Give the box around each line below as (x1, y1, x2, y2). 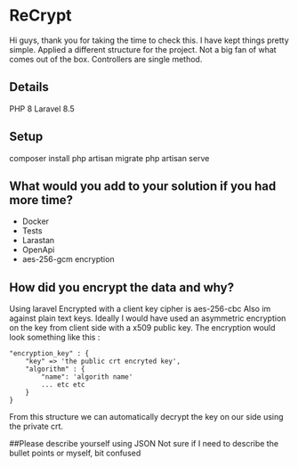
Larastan (21, 235, 55, 246)
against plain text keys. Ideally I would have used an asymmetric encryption (9, 313, 286, 324)
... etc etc (41, 381, 86, 389)
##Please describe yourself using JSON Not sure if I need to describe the (9, 438, 278, 449)
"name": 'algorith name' (41, 373, 133, 381)
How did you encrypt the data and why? (9, 280, 234, 295)
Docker (21, 216, 50, 227)
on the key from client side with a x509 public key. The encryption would (9, 323, 276, 333)
